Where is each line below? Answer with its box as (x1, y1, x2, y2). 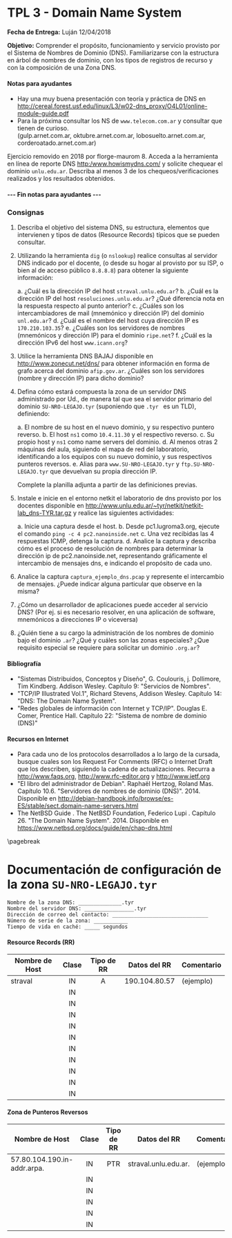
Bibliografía (7, 659, 41, 668)
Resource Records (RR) (7, 938, 75, 946)
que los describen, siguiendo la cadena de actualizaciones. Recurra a (17, 765, 215, 774)
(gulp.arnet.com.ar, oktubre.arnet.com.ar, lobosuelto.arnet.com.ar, (17, 132, 206, 140)
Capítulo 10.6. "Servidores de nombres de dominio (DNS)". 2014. (17, 787, 201, 795)
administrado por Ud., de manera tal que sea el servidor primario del (17, 395, 213, 403)
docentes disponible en (17, 501, 84, 510)
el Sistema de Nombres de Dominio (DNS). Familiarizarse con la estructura (7, 49, 220, 57)
